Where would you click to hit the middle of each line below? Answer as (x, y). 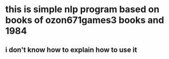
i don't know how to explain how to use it (71, 50)
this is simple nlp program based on (82, 9)
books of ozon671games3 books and (85, 20)
